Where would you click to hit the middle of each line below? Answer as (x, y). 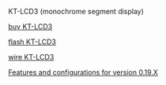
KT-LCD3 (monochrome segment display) (76, 11)
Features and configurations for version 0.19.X (83, 72)
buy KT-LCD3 (30, 26)
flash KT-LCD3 (32, 42)
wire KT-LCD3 (31, 57)
